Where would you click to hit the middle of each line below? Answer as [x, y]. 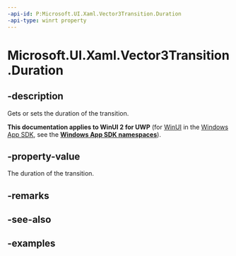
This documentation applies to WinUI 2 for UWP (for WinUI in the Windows [118, 127]
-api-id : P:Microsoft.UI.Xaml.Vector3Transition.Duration [94, 14]
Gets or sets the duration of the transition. [68, 113]
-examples [31, 244]
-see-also [29, 220]
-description [35, 96]
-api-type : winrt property [47, 20]
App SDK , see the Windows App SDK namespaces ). [84, 134]
